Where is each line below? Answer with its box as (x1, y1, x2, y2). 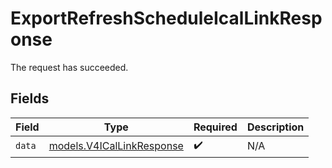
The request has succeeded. (10, 61, 129, 73)
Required (193, 120, 238, 134)
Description (246, 120, 305, 134)
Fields (10, 90, 50, 107)
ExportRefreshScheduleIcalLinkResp (10, 7, 323, 30)
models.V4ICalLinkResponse (48, 139, 184, 153)
